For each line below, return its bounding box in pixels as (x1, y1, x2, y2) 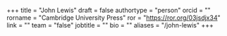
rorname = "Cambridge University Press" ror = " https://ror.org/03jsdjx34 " (6, 13, 221, 22)
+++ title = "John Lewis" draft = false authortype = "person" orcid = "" (6, 6, 211, 14)
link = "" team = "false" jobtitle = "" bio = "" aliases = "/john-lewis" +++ (6, 21, 214, 29)
